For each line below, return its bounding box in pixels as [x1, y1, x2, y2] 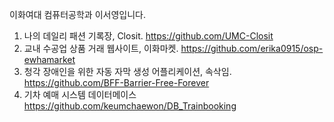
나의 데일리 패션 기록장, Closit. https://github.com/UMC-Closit [23, 30, 274, 42]
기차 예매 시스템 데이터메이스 [23, 89, 137, 100]
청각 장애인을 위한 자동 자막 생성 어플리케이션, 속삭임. [23, 66, 232, 77]
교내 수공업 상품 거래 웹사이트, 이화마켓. [23, 43, 179, 54]
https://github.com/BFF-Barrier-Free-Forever [23, 77, 210, 88]
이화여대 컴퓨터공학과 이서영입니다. [9, 9, 146, 20]
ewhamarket [23, 54, 76, 65]
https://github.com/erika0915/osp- [180, 43, 324, 54]
